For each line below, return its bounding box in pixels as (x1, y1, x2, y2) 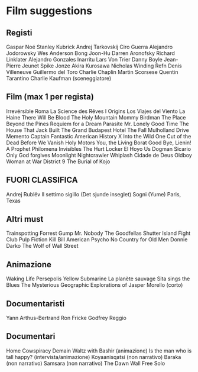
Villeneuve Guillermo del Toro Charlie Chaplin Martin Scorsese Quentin (6, 69, 178, 75)
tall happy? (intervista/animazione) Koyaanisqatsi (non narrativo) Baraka (6, 353, 181, 360)
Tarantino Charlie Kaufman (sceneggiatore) (6, 75, 112, 82)
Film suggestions (6, 4, 93, 18)
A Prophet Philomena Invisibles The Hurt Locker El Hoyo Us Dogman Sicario (6, 145, 191, 152)
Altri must (6, 214, 44, 224)
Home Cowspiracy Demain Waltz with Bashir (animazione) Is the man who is (6, 347, 192, 354)
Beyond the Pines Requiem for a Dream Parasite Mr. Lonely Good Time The (6, 120, 189, 127)
